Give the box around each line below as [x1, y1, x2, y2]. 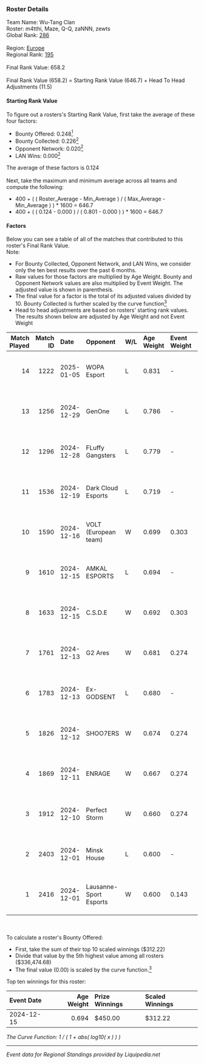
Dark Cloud [86, 484, 118, 492]
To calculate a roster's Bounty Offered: [6, 933, 103, 941]
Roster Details [6, 5, 49, 13]
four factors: [6, 117, 38, 125]
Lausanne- [86, 882, 118, 891]
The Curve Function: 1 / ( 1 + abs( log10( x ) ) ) [6, 1033, 121, 1040]
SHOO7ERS [86, 729, 120, 737]
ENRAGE [86, 769, 110, 778]
